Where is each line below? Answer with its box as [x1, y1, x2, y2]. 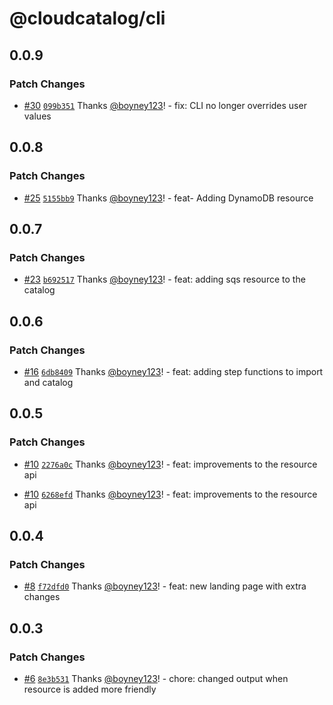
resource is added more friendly [23, 683, 157, 695]
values [23, 110, 52, 122]
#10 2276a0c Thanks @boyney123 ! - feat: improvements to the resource [23, 458, 318, 470]
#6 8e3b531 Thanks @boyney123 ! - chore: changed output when [23, 673, 289, 684]
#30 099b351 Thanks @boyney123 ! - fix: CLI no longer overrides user [23, 99, 307, 111]
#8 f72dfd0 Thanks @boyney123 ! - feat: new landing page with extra [23, 580, 307, 592]
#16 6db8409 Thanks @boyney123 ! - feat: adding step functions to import [23, 365, 324, 377]
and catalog [23, 376, 74, 388]
